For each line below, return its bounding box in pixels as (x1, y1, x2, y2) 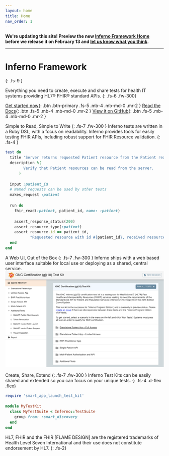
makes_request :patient (10, 192, 59, 197)
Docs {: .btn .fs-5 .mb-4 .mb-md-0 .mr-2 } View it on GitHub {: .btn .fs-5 (5, 108, 152, 114)
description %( (10, 161, 42, 166)
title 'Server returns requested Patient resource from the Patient (10, 155, 156, 160)
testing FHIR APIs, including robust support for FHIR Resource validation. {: (5, 134, 160, 140)
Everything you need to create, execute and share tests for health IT (5, 87, 146, 93)
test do (5, 149, 22, 155)
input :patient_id (10, 182, 49, 187)
